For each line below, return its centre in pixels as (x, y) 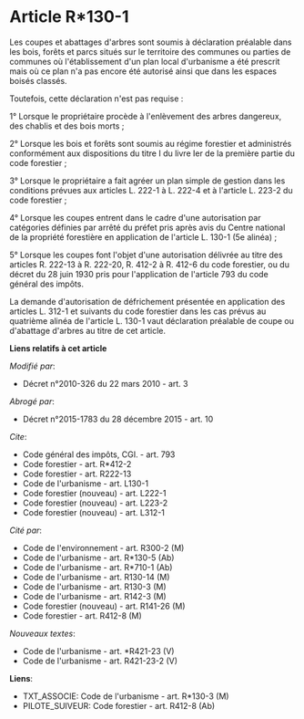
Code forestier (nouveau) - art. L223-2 (95, 503)
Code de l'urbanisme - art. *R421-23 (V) (98, 651)
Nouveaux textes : (42, 633)
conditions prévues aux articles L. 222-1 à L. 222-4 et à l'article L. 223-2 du (151, 190)
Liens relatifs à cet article (58, 348)
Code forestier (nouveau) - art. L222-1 (94, 493)
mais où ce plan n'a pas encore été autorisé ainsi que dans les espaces (143, 71)
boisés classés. (38, 80)
